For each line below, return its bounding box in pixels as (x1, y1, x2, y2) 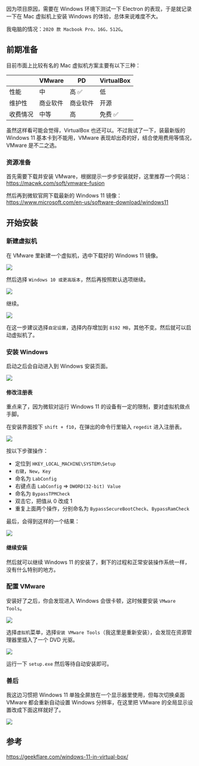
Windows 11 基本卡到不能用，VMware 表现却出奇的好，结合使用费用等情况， (6, 134, 195, 141)
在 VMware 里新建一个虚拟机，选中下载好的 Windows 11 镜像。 (6, 251, 161, 259)
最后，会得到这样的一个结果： (6, 518, 80, 525)
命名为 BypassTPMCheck (14, 490, 70, 497)
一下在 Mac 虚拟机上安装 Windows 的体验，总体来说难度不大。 (6, 13, 162, 20)
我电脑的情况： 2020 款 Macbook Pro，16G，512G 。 (6, 26, 126, 32)
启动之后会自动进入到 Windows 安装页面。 (6, 362, 111, 370)
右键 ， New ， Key (14, 467, 51, 475)
